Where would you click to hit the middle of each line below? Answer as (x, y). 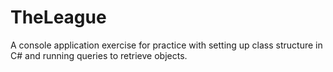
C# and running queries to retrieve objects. (99, 55)
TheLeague (58, 17)
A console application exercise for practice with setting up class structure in (166, 45)
